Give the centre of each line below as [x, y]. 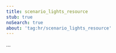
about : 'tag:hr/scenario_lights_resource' [59, 28]
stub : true [19, 17]
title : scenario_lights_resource [47, 11]
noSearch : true [25, 22]
